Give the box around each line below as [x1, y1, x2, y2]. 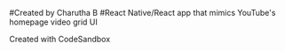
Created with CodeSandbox [9, 34, 111, 44]
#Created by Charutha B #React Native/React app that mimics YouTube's [9, 8, 276, 18]
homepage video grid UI [9, 17, 98, 27]
